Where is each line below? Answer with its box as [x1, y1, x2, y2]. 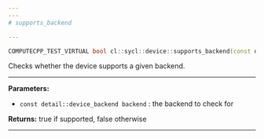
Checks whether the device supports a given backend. [8, 61, 185, 71]
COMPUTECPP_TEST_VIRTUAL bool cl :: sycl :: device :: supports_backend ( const [8, 47, 251, 55]
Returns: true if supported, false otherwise [8, 115, 147, 124]
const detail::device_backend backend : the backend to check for [19, 99, 234, 108]
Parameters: [8, 84, 49, 93]
